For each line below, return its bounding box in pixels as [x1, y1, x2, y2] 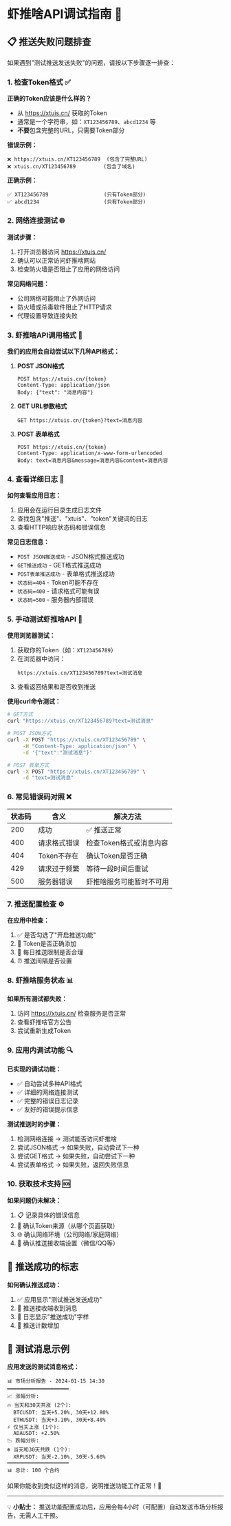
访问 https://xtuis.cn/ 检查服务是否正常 [16, 1010, 126, 1018]
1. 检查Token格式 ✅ [7, 77, 71, 87]
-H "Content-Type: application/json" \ [22, 743, 137, 750]
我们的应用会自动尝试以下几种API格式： [7, 347, 120, 355]
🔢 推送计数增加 [16, 1321, 60, 1329]
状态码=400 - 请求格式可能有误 [16, 587, 100, 595]
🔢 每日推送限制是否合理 [16, 947, 84, 956]
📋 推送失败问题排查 [7, 36, 91, 48]
